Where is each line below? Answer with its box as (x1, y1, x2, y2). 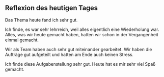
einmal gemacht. (5, 37, 39, 43)
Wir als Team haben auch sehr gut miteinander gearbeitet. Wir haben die (5, 46, 152, 52)
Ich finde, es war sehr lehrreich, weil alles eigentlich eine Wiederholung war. (5, 26, 160, 32)
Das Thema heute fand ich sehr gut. (5, 17, 78, 23)
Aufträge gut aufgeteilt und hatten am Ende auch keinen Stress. (5, 51, 134, 57)
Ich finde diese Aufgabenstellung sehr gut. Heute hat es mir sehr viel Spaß (5, 61, 156, 67)
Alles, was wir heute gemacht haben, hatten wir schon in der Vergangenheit (5, 31, 159, 37)
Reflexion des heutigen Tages (5, 4, 98, 12)
